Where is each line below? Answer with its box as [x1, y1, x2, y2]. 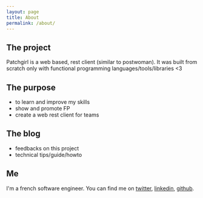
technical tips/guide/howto [15, 151, 82, 158]
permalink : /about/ [6, 20, 56, 26]
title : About [6, 14, 39, 21]
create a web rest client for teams [15, 111, 99, 118]
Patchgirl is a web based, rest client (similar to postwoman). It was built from [6, 59, 198, 66]
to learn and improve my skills [15, 98, 90, 106]
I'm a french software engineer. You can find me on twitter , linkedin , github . [6, 185, 195, 192]
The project [6, 42, 51, 53]
